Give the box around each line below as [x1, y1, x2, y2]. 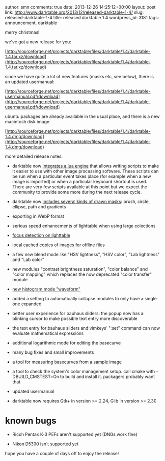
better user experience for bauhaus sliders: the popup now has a [12, 311, 144, 316]
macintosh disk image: [5, 119, 51, 124]
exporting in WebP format [12, 213, 65, 219]
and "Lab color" [12, 257, 45, 262]
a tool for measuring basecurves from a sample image [12, 359, 122, 365]
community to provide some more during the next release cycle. [12, 189, 142, 195]
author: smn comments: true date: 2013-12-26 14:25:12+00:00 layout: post [5, 4, 156, 10]
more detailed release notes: [5, 153, 63, 159]
